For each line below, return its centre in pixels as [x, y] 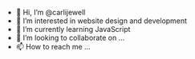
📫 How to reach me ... [53, 47]
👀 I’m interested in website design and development [101, 21]
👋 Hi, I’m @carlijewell [51, 12]
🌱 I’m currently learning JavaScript [73, 29]
